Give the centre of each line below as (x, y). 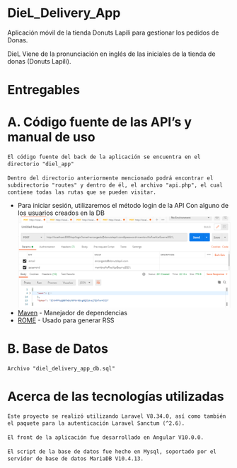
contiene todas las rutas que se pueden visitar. (82, 192)
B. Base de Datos (58, 349)
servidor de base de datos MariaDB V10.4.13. (75, 458)
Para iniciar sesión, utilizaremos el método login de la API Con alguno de (123, 206)
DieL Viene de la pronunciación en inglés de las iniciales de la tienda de (111, 54)
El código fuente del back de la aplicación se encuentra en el (104, 157)
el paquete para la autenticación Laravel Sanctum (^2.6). (96, 423)
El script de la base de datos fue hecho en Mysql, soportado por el (112, 451)
